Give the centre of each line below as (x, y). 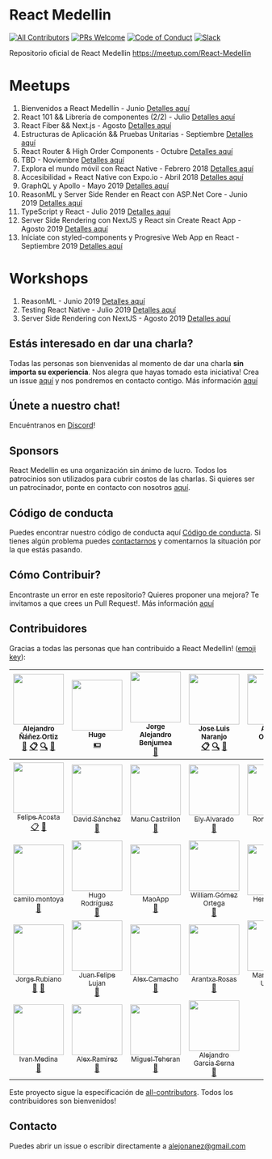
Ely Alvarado (214, 819)
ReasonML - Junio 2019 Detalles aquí (83, 300)
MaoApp (155, 899)
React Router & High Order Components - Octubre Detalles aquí (127, 151)
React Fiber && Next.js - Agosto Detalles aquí (96, 125)
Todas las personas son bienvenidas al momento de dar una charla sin (127, 363)
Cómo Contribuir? (55, 575)
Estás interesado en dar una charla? (101, 344)
